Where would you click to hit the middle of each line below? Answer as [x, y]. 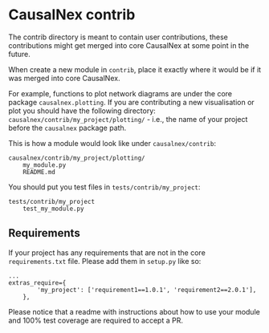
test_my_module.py [53, 209]
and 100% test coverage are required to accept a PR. [96, 320]
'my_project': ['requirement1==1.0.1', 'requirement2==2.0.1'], [147, 290]
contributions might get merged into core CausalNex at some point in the [129, 45]
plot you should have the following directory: [82, 111]
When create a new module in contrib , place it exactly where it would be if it [135, 69]
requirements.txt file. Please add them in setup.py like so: [105, 261]
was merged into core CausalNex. [64, 78]
